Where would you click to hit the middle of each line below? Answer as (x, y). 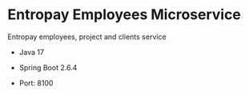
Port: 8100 (36, 83)
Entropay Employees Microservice (124, 15)
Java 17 (32, 52)
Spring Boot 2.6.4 (48, 67)
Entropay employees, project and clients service (87, 37)
